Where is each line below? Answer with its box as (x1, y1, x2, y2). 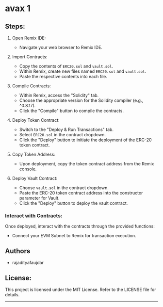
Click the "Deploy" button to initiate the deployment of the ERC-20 (19, 137, 152, 143)
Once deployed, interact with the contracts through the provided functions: (5, 224, 155, 229)
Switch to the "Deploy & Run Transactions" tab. (19, 127, 114, 132)
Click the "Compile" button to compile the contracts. (19, 108, 124, 113)
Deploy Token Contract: (12, 117, 60, 123)
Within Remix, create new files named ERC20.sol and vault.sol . (19, 68, 147, 74)
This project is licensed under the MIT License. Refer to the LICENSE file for (5, 287, 156, 292)
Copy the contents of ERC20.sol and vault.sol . (19, 64, 113, 69)
